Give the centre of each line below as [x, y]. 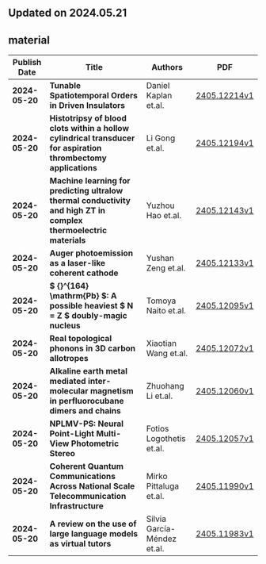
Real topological [81, 339]
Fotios [158, 429]
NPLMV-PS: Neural [87, 424]
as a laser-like [77, 263]
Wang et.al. [167, 354]
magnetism [112, 391]
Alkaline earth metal [89, 371]
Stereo [62, 454]
